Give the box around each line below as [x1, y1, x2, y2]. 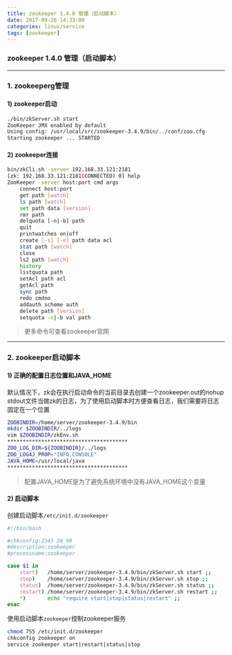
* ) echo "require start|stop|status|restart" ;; [19, 595, 181, 602]
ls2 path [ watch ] [19, 256, 70, 263]
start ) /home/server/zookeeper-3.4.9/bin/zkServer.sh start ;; [19, 569, 212, 576]
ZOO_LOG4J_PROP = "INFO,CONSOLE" [7, 450, 97, 458]
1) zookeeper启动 [7, 99, 57, 108]
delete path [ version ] [19, 307, 85, 314]
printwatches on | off [19, 231, 79, 238]
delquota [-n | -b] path [19, 218, 85, 225]
